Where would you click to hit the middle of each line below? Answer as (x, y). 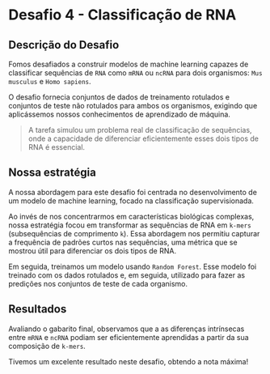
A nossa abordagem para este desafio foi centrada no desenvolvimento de (133, 192)
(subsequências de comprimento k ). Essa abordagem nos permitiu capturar (134, 233)
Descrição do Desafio (64, 45)
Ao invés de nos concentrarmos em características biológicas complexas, (131, 216)
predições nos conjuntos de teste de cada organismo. (98, 283)
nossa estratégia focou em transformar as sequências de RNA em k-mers (130, 225)
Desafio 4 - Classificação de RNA (122, 15)
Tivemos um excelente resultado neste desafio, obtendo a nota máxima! (129, 361)
